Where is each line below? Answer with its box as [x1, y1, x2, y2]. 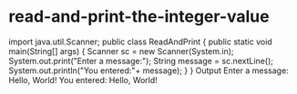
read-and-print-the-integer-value [8, 6, 270, 27]
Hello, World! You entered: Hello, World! [8, 74, 159, 85]
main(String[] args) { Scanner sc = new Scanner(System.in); [8, 45, 234, 56]
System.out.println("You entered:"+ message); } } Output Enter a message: [8, 65, 289, 76]
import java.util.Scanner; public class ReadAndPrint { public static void [8, 36, 272, 47]
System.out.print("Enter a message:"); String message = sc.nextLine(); [8, 55, 274, 66]
